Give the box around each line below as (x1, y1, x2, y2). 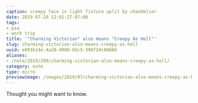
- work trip (6, 31, 35, 36)
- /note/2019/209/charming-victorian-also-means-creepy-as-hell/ (6, 58, 170, 64)
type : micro (6, 69, 35, 75)
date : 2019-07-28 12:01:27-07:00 (6, 14, 88, 20)
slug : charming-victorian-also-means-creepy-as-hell (6, 42, 138, 48)
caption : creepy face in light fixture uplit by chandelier (6, 8, 157, 15)
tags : (6, 19, 19, 25)
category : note (6, 63, 44, 69)
